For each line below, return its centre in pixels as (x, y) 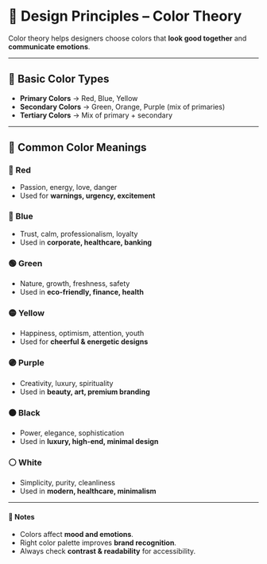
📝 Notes (21, 516)
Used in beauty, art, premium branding (85, 392)
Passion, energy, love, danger (68, 187)
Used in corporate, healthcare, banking (86, 242)
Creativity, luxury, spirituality (66, 383)
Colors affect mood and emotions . (76, 535)
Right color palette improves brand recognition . (98, 543)
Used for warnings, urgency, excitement (87, 196)
